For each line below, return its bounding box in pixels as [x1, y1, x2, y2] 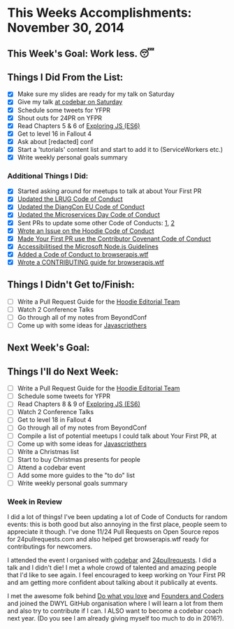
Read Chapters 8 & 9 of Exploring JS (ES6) [17, 400, 141, 409]
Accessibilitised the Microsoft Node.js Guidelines [17, 242, 159, 250]
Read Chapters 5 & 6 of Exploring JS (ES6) [17, 121, 140, 130]
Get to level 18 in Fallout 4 [17, 416, 92, 424]
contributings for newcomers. [7, 542, 93, 551]
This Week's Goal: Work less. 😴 [7, 48, 155, 59]
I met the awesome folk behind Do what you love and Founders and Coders [7, 592, 224, 600]
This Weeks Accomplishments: [7, 5, 192, 21]
